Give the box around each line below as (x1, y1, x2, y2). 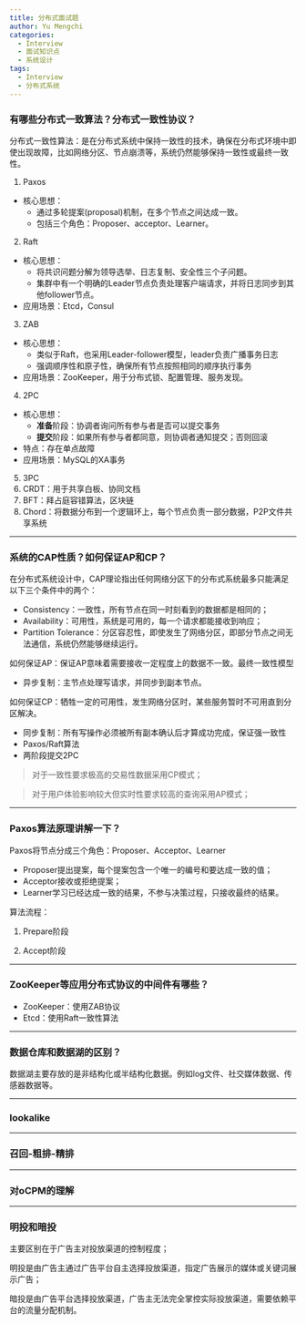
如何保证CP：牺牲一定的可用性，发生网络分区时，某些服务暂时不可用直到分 (9, 696, 292, 707)
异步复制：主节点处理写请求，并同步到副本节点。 (22, 677, 207, 688)
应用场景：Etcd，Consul (22, 300, 115, 311)
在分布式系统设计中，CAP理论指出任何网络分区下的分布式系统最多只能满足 (9, 573, 290, 584)
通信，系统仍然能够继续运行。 (30, 639, 143, 650)
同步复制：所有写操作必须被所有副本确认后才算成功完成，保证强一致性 (22, 727, 287, 738)
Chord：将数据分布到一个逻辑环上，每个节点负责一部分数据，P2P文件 (22, 506, 285, 517)
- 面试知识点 (17, 47, 61, 56)
